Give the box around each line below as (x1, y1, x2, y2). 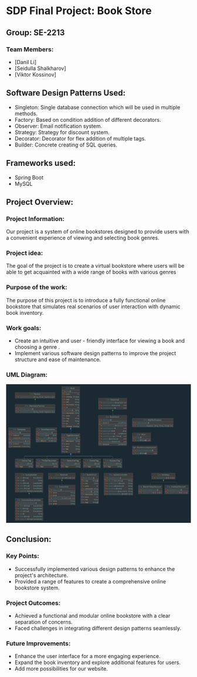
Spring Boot (14, 174, 44, 181)
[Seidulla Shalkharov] (14, 65, 66, 72)
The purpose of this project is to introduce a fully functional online (6, 296, 166, 304)
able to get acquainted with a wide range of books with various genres (6, 269, 176, 276)
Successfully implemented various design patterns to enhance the (14, 565, 175, 572)
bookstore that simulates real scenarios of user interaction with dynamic (6, 303, 181, 310)
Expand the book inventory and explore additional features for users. (14, 659, 181, 666)
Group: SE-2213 (6, 28, 65, 38)
